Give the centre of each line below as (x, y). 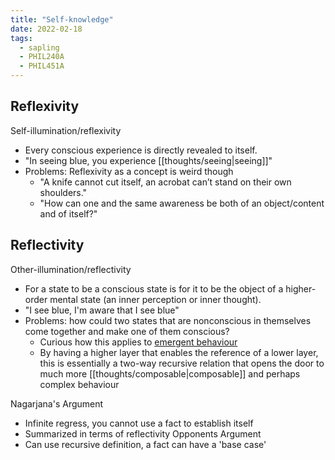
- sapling (39, 47)
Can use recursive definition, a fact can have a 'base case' (145, 444)
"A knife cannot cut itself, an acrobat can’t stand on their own (165, 182)
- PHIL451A (42, 66)
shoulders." (63, 192)
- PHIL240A (42, 57)
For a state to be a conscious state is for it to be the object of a (154, 288)
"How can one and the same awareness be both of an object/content (182, 203)
